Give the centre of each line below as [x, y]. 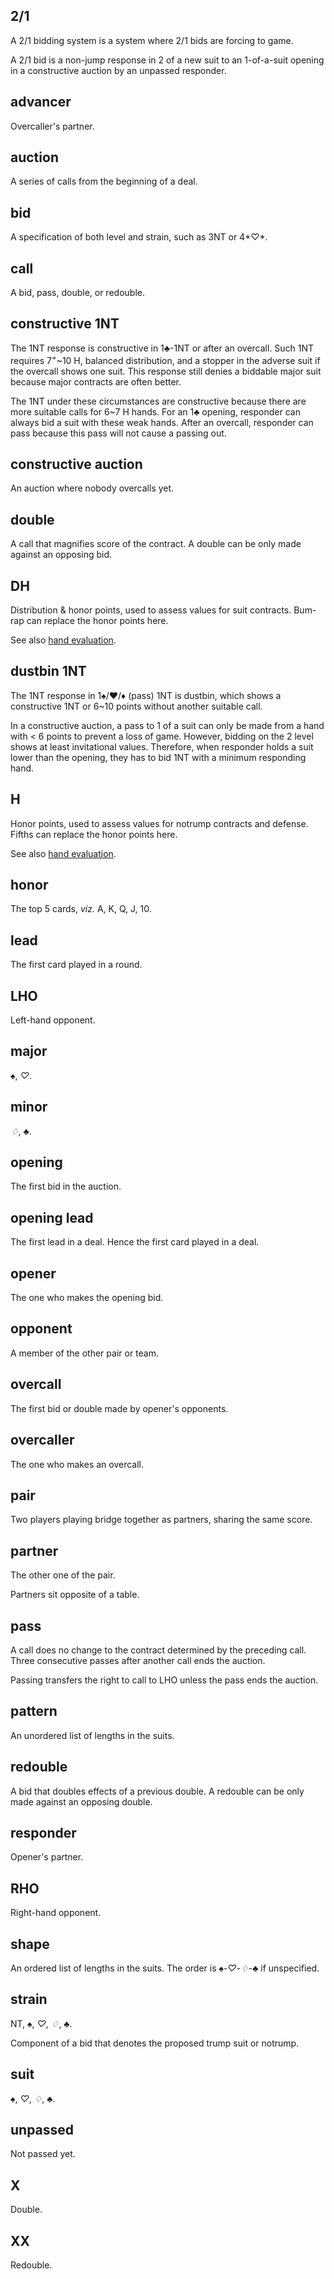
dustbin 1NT [48, 671]
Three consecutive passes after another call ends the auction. [138, 1660]
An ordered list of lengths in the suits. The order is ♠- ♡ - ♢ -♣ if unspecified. [165, 1968]
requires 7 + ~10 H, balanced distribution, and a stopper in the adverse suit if [165, 359]
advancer [41, 102]
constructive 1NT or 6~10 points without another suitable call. [136, 706]
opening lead [52, 1217]
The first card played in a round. [76, 965]
